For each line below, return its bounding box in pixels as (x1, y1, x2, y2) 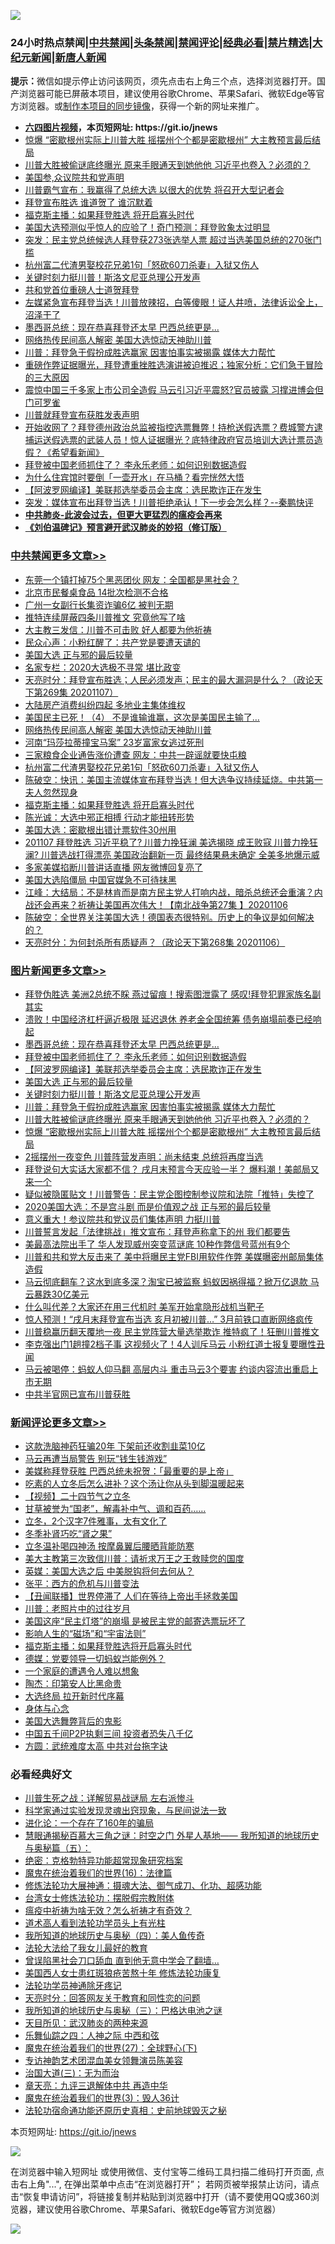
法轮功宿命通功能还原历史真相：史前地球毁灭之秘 (24, 2105, 227, 2117)
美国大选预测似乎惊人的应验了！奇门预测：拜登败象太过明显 (24, 221, 271, 234)
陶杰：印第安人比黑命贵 (24, 1678, 122, 1690)
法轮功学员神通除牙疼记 (24, 1980, 122, 1992)
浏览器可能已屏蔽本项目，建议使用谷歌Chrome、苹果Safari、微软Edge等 (18, 88, 317, 100)
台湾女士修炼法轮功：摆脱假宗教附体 (24, 1892, 175, 1904)
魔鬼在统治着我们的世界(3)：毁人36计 (24, 2092, 180, 2104)
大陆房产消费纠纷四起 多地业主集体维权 (24, 698, 186, 710)
